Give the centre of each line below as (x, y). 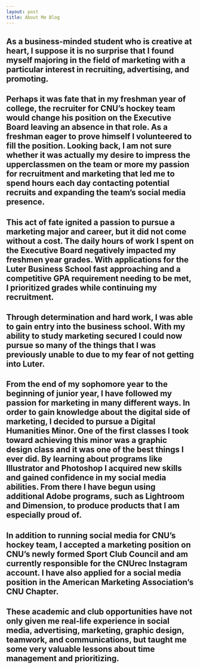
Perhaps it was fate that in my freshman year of (96, 99)
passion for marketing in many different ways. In (98, 403)
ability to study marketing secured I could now (94, 336)
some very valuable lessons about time (81, 649)
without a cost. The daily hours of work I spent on (100, 241)
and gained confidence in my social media (86, 478)
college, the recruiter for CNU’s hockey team (91, 109)
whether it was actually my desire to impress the (99, 155)
